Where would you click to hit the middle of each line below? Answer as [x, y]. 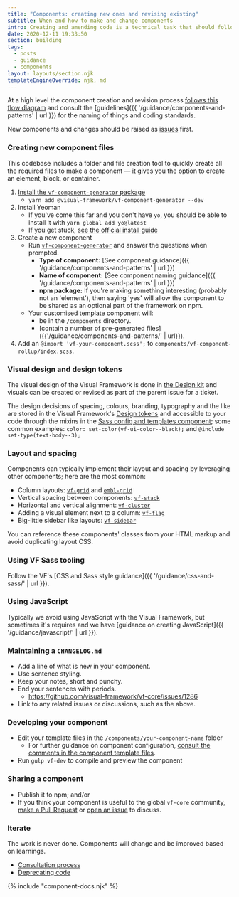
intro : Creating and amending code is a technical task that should [111, 27]
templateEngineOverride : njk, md [57, 80]
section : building [34, 41]
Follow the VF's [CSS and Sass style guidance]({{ [80, 575]
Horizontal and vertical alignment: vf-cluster [84, 505]
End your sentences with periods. [67, 689]
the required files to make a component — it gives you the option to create [116, 171]
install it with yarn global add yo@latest [87, 222]
